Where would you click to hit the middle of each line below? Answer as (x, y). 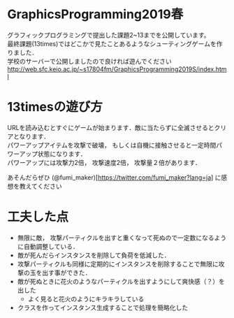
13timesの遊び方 (55, 107)
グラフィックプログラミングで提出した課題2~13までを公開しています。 (109, 35)
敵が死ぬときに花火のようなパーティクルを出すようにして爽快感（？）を (121, 281)
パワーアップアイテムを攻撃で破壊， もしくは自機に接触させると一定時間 (112, 145)
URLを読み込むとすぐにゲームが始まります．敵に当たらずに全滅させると (111, 127)
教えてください (41, 186)
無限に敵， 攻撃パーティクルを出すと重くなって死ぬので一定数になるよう (122, 238)
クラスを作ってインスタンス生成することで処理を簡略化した (103, 308)
